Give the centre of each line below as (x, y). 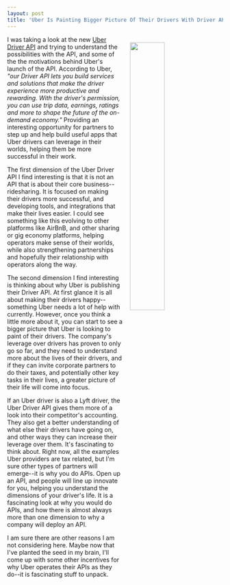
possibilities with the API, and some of (61, 54)
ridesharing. (24, 191)
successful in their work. (42, 156)
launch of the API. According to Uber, (60, 69)
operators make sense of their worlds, (61, 242)
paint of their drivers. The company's (59, 336)
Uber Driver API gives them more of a (60, 408)
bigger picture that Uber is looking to (59, 329)
